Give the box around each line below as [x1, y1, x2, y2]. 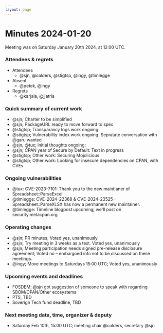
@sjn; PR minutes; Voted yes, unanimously [12, 235, 98, 241]
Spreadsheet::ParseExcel [12, 191, 63, 197]
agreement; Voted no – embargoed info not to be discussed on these [12, 250, 150, 256]
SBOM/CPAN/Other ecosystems [12, 289, 77, 295]
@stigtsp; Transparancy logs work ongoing [12, 127, 99, 133]
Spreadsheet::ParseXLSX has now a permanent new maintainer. [12, 201, 140, 207]
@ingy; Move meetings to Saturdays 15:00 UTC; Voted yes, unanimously [12, 261, 158, 266]
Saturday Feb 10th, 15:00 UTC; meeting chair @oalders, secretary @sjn [12, 323, 155, 329]
